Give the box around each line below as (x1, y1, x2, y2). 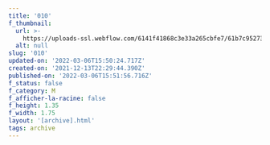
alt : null (15, 42, 48, 50)
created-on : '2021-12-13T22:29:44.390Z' (8, 64, 146, 72)
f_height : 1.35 (8, 101, 59, 110)
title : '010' (8, 11, 52, 20)
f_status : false (8, 79, 63, 87)
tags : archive (8, 124, 56, 132)
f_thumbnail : (8, 19, 52, 27)
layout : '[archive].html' (8, 117, 95, 125)
